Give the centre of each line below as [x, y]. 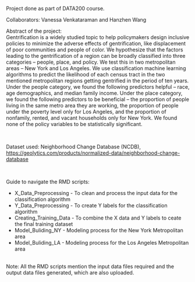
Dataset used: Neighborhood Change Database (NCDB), [74, 147]
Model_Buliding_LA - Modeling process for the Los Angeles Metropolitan [102, 243]
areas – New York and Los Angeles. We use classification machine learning [96, 68]
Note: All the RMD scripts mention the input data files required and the [90, 266]
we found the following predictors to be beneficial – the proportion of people [97, 99]
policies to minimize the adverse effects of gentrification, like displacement [96, 43]
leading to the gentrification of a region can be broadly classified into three [96, 56]
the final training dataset [44, 224]
